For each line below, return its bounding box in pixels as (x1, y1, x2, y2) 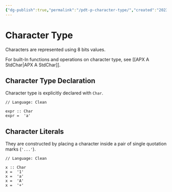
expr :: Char (5, 109, 33, 114)
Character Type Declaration (5, 76, 96, 85)
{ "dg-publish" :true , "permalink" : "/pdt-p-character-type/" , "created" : (5, 7, 157, 13)
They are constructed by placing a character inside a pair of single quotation (5, 141, 167, 147)
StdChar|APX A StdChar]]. (5, 62, 61, 68)
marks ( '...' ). (5, 146, 36, 152)
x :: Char (5, 165, 27, 170)
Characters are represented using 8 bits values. (5, 46, 106, 53)
